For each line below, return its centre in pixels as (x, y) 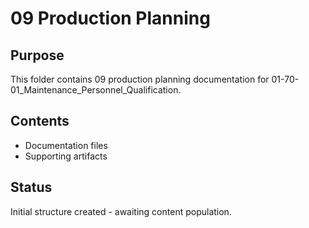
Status (31, 187)
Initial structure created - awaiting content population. (121, 211)
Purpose (37, 55)
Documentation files (66, 145)
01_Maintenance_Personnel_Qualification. (96, 90)
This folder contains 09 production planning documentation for (140, 79)
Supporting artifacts (66, 156)
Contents (40, 121)
